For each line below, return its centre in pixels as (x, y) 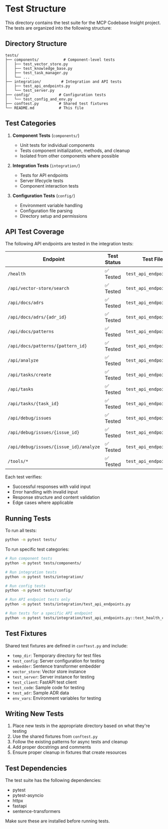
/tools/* (18, 461)
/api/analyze (23, 361)
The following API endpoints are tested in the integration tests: (69, 244)
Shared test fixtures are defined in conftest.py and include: (66, 645)
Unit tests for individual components (57, 145)
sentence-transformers (36, 811)
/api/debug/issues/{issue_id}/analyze (54, 447)
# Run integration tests (31, 572)
